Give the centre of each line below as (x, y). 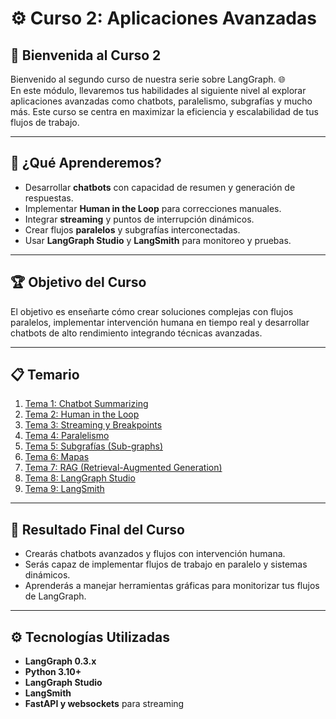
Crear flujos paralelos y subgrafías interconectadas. (132, 229)
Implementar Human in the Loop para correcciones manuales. (153, 208)
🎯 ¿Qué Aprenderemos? (86, 163)
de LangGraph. (55, 596)
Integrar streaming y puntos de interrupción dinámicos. (139, 219)
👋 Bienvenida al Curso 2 (86, 55)
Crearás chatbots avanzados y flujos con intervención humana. (155, 554)
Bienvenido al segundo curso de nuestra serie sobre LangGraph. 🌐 (148, 79)
